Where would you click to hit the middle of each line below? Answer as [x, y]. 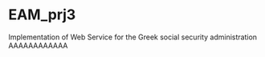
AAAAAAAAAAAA [38, 45]
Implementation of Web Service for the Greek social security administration [133, 37]
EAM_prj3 [42, 15]
